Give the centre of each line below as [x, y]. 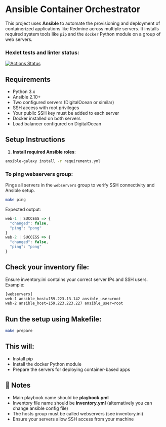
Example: [15, 284]
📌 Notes [18, 385]
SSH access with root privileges [46, 108]
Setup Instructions [35, 140]
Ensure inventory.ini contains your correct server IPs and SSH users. [77, 279]
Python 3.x [24, 91]
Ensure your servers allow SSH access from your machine [73, 419]
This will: [20, 346]
